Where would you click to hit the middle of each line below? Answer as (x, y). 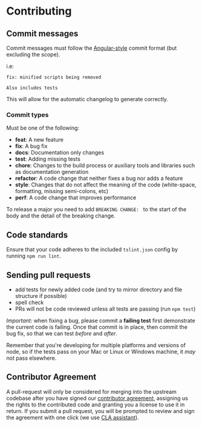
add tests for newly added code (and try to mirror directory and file (99, 290)
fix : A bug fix (31, 146)
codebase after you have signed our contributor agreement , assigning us (97, 398)
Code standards (37, 235)
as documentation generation (52, 172)
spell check (29, 302)
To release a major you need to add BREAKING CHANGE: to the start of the (96, 210)
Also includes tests (32, 88)
